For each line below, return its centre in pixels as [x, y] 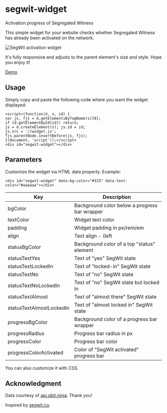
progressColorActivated [36, 352]
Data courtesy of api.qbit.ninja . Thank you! [49, 396]
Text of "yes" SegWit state [105, 258]
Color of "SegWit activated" [107, 349]
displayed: [16, 105]
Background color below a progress [116, 205]
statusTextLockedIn [31, 266]
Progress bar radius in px [103, 333]
